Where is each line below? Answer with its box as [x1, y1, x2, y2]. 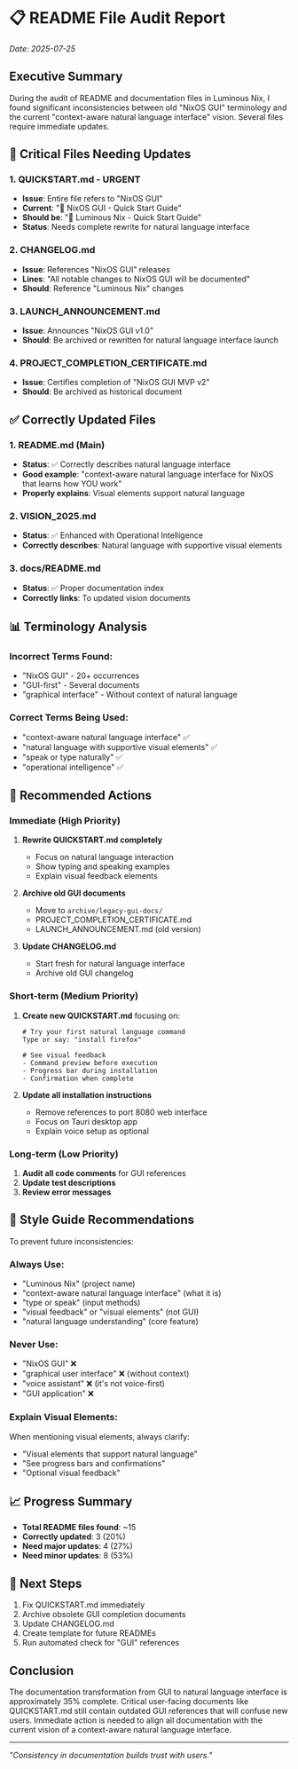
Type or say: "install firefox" [21, 1035, 142, 1044]
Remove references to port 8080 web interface [35, 1107, 208, 1117]
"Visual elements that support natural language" [21, 1449, 198, 1459]
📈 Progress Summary [9, 1494, 133, 1509]
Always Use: [9, 1258, 65, 1270]
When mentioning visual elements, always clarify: [9, 1431, 190, 1441]
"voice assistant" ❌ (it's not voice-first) [21, 1378, 166, 1389]
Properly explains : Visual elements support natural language [21, 488, 246, 499]
